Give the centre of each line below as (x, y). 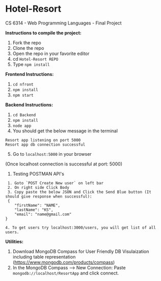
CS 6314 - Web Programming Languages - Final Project (63, 23)
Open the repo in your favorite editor (51, 53)
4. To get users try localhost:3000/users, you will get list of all (81, 228)
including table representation (44, 257)
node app (22, 126)
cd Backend (24, 115)
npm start (23, 95)
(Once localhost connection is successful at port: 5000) (64, 164)
